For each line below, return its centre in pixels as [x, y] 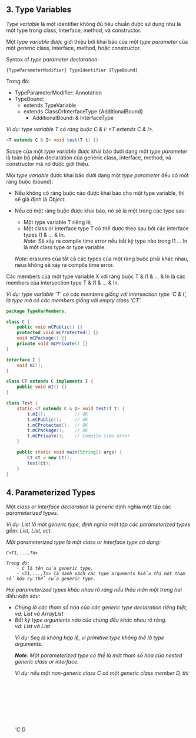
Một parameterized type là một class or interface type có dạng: [83, 542]
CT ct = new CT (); [50, 458]
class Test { [22, 403]
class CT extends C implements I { [50, 381]
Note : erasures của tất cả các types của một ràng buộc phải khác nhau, [102, 259]
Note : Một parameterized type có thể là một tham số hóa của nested [98, 655]
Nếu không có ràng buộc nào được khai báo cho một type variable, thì [99, 193]
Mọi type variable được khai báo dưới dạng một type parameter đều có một [97, 175]
